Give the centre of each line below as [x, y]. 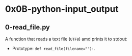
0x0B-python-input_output [62, 9]
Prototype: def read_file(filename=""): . [54, 48]
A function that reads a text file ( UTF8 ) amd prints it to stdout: [66, 39]
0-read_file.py [27, 27]
